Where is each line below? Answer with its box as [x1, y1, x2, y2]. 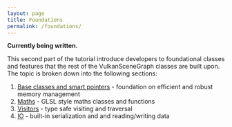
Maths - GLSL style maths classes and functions [17, 97, 155, 106]
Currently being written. [7, 42, 78, 50]
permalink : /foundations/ [7, 23, 81, 30]
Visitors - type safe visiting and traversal [17, 104, 133, 113]
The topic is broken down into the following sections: [7, 69, 157, 78]
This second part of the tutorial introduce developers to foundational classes [7, 55, 225, 63]
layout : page [7, 10, 45, 17]
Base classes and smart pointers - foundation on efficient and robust [17, 83, 213, 91]
